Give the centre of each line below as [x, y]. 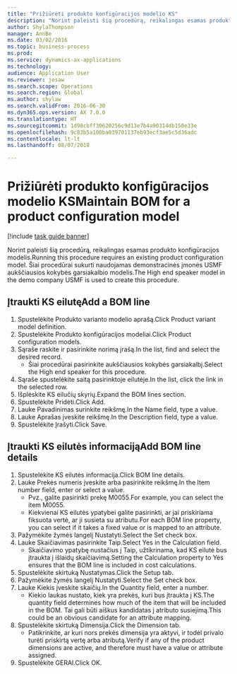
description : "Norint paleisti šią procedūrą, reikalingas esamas [107, 21]
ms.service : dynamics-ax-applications [64, 60]
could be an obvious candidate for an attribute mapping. [110, 617]
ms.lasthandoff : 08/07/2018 [49, 146]
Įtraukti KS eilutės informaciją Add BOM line [104, 447]
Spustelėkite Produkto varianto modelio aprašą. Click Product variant [117, 319]
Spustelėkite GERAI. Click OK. [60, 663]
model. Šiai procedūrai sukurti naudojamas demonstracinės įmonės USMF [115, 265]
